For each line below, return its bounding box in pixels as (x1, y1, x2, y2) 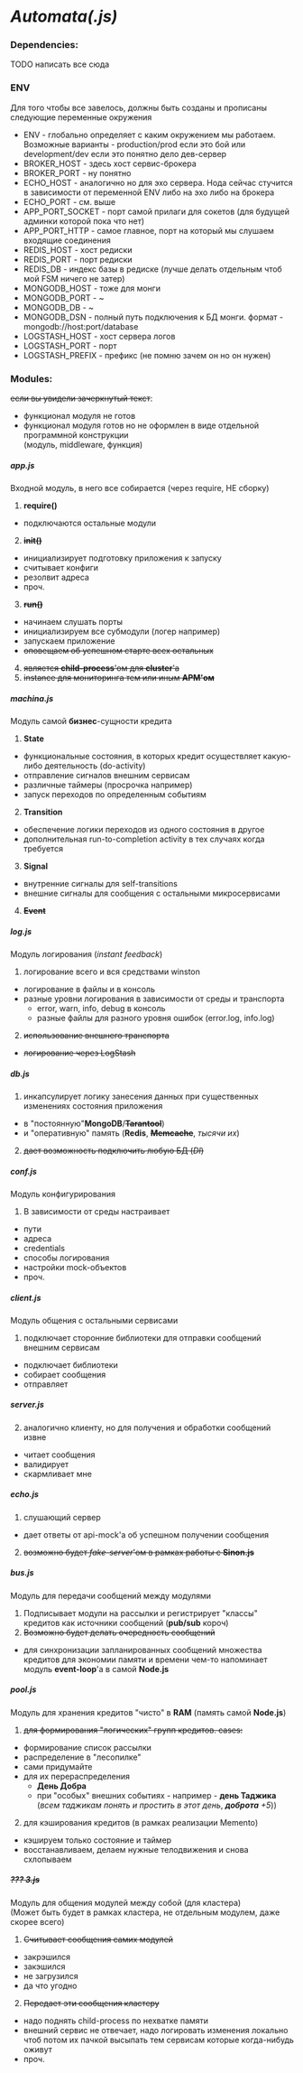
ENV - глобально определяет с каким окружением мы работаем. (23, 129, 276, 140)
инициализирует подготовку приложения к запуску (23, 553, 222, 563)
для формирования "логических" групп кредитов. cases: (23, 1724, 243, 1735)
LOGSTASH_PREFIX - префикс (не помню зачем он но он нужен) (23, 349, 271, 360)
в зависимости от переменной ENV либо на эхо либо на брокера (23, 187, 275, 198)
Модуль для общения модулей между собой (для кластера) (10, 1897, 242, 1908)
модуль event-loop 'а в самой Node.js (23, 1663, 170, 1674)
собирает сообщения (23, 1369, 106, 1380)
